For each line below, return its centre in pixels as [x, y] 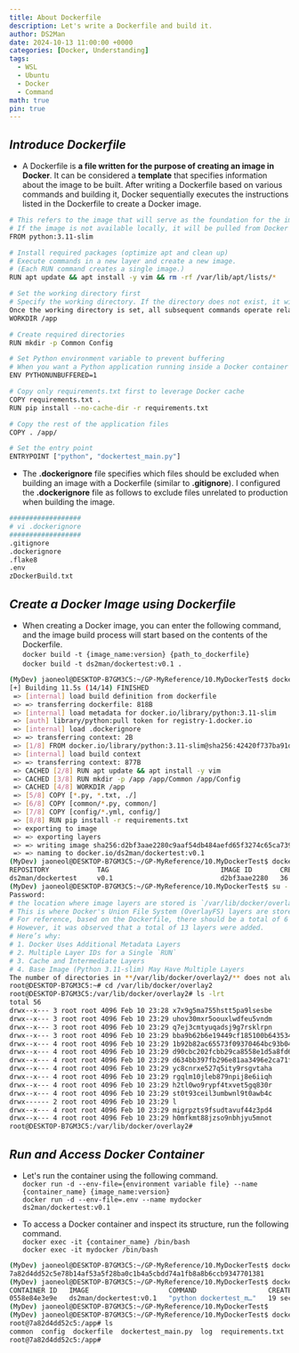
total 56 [25, 1002]
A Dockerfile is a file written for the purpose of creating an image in [148, 166]
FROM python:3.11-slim [51, 237]
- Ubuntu [33, 76]
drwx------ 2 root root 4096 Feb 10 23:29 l [93, 1102]
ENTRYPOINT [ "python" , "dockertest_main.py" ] [95, 457]
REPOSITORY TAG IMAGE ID [131, 870]
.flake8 [24, 560]
